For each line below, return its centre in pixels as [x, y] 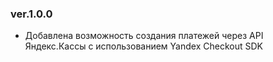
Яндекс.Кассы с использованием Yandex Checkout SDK [143, 46]
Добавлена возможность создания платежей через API [144, 36]
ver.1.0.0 [31, 14]
